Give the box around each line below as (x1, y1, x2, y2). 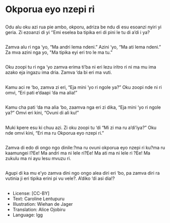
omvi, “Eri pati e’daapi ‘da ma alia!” (5, 89, 78, 95)
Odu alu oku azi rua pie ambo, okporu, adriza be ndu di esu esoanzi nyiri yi (5, 24, 161, 30)
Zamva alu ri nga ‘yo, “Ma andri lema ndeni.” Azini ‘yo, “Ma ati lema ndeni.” (5, 44, 161, 50)
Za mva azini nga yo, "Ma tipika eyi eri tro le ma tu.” (5, 49, 113, 55)
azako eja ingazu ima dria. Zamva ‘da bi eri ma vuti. (5, 70, 113, 76)
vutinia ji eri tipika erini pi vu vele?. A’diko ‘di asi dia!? (5, 175, 115, 181)
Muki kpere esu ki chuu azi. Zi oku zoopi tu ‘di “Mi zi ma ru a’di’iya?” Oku (5, 124, 157, 131)
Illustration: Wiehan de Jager (12, 201, 73, 207)
